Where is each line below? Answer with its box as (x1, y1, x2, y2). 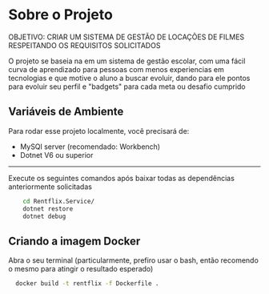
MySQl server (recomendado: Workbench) (19, 142, 161, 151)
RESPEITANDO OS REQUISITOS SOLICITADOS (8, 40, 161, 50)
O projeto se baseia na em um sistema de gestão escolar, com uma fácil (8, 56, 246, 66)
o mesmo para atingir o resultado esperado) (8, 264, 154, 274)
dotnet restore (22, 204, 74, 213)
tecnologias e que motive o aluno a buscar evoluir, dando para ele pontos (8, 73, 251, 83)
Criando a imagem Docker (8, 234, 141, 248)
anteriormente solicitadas (8, 182, 92, 191)
